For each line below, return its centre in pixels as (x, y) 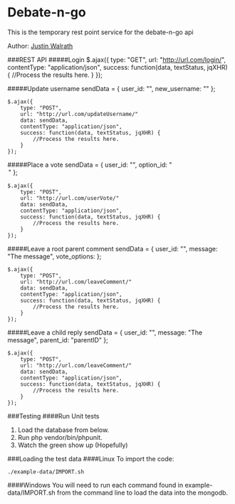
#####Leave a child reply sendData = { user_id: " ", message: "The (105, 332)
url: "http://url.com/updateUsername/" (79, 114)
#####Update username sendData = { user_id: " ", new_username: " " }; (111, 88)
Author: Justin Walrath (40, 46)
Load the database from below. (63, 430)
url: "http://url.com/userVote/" (70, 198)
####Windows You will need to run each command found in (95, 485)
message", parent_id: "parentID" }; (58, 340)
